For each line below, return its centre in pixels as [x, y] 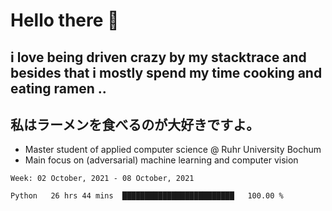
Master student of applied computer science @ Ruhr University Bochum [173, 150]
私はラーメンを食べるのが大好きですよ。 [135, 124]
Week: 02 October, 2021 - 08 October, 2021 [102, 179]
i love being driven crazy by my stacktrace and [158, 57]
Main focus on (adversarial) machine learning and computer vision [161, 160]
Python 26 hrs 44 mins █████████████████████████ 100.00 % [147, 196]
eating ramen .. [58, 88]
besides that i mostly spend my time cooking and [166, 72]
